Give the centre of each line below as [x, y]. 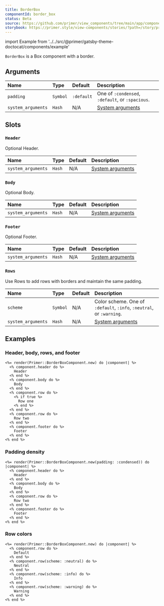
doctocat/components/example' [37, 47]
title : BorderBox [23, 10]
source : [13, 23]
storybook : [16, 28]
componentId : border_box [30, 14]
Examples [20, 339]
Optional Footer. [21, 237]
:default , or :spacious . [123, 100]
